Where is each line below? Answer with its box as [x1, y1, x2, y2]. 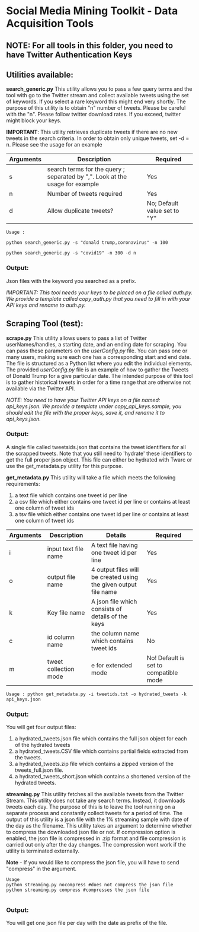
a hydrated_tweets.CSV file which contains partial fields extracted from [14, 747, 188, 755]
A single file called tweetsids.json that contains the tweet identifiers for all [6, 443, 187, 450]
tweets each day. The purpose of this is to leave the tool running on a [6, 803, 176, 810]
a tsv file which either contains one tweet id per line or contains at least [14, 510, 189, 517]
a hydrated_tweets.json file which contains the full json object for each [14, 735, 188, 742]
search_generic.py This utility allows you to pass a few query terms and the [6, 85, 192, 93]
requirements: [6, 480, 40, 487]
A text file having [91, 541, 138, 549]
